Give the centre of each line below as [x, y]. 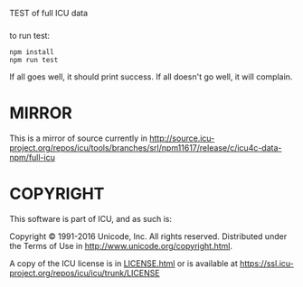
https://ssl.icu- [266, 263]
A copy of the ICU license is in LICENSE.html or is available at [123, 263]
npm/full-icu [33, 157]
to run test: [30, 35]
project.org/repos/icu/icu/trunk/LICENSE [85, 273]
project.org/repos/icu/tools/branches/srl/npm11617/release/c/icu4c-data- [146, 147]
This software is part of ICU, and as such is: [90, 218]
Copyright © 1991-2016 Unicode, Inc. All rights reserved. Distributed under [148, 236]
